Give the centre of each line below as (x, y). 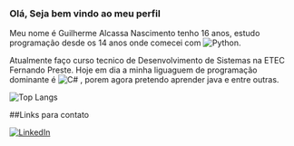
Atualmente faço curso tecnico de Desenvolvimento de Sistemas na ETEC (147, 61)
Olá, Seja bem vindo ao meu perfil (85, 14)
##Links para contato (49, 115)
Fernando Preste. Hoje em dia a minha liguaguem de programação (133, 70)
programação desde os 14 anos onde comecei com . (126, 43)
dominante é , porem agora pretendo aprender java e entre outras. (144, 80)
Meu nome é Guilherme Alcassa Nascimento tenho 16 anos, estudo (135, 34)
